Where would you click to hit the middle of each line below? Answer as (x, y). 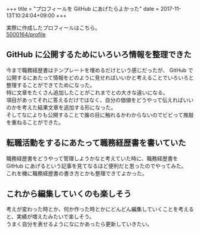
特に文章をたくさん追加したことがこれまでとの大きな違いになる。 (87, 92)
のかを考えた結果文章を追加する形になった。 (61, 107)
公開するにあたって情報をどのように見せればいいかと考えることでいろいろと (100, 77)
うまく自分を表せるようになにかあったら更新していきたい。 (79, 224)
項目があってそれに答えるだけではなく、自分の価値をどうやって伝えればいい (100, 100)
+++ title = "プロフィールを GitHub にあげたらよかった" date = (83, 9)
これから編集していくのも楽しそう (69, 194)
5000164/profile (26, 34)
